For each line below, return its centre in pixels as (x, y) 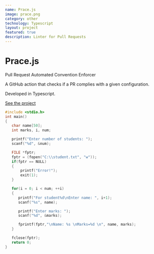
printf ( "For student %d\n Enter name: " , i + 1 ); (65, 198)
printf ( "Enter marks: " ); (44, 211)
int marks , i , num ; (31, 130)
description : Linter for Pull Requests (46, 37)
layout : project (21, 28)
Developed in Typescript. (30, 93)
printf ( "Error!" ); (39, 171)
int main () (16, 116)
